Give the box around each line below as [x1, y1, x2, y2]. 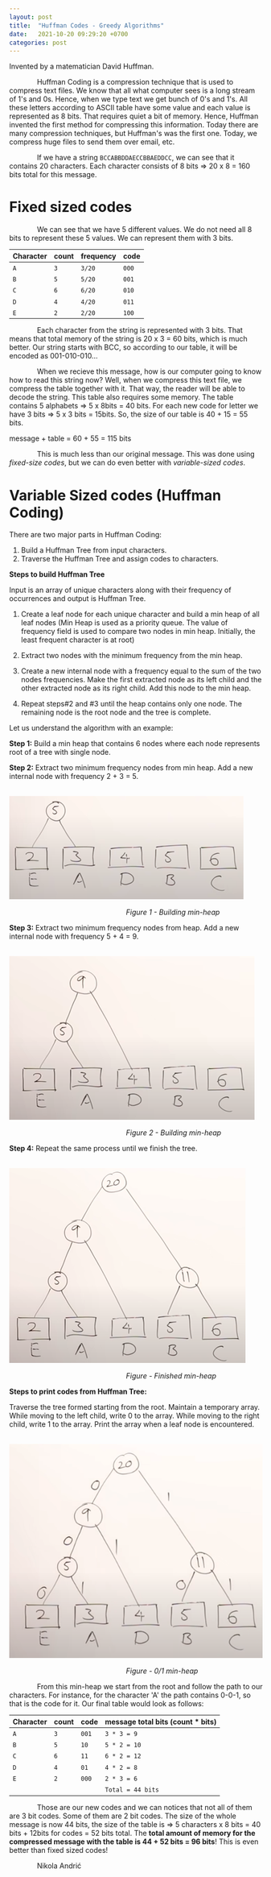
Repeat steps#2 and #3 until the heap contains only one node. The [20, 699, 242, 709]
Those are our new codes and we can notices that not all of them [36, 1802, 253, 1812]
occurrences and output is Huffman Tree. [9, 594, 146, 603]
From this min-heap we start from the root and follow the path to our [36, 1682, 263, 1692]
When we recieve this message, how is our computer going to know [36, 367, 262, 376]
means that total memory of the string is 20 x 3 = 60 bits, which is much [9, 334, 248, 344]
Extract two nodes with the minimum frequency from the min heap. [20, 651, 243, 661]
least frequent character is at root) [20, 635, 135, 644]
